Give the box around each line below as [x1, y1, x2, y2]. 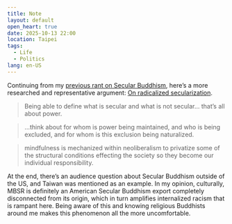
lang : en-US [7, 62, 42, 69]
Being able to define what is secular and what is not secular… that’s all [24, 102, 225, 110]
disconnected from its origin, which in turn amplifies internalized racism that [7, 194, 225, 202]
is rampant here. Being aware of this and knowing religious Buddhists [7, 201, 206, 209]
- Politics [13, 56, 45, 63]
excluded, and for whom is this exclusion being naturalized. [24, 130, 194, 138]
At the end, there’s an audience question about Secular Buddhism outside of [7, 172, 225, 180]
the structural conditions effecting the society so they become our [24, 151, 214, 159]
